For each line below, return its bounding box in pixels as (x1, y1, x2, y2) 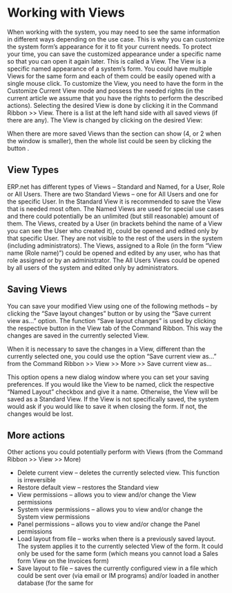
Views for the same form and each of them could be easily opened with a (7, 71, 216, 80)
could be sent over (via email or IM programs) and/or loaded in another (17, 572, 220, 580)
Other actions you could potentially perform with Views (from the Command (7, 448, 223, 456)
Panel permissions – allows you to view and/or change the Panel (17, 520, 200, 529)
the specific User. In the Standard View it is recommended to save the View (7, 197, 222, 206)
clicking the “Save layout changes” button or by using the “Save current (7, 309, 211, 318)
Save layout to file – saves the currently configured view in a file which (17, 564, 218, 572)
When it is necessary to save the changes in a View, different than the (7, 345, 206, 353)
